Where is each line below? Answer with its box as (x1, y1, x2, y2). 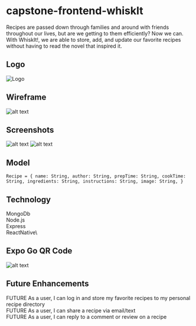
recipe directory (6, 301, 45, 308)
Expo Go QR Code (6, 246, 73, 256)
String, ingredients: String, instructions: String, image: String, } (6, 179, 184, 185)
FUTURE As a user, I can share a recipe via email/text (6, 307, 136, 314)
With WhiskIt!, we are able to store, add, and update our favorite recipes (6, 36, 181, 43)
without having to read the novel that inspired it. (6, 42, 122, 50)
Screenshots (6, 125, 54, 135)
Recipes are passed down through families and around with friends (6, 24, 169, 31)
